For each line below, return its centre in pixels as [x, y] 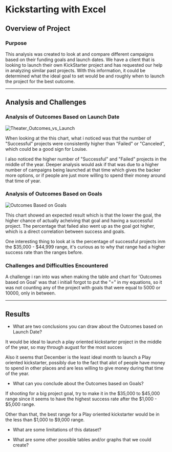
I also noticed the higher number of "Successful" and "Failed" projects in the [86, 159]
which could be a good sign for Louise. [46, 149]
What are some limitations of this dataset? [57, 429]
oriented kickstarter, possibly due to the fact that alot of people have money [85, 362]
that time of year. [23, 181]
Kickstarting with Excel [56, 9]
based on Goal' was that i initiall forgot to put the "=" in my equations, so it [84, 282]
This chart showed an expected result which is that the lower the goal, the [83, 215]
